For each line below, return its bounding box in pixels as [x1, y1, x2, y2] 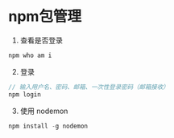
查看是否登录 [19, 35, 63, 45]
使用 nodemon [19, 106, 68, 116]
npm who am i [8, 51, 52, 59]
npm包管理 [8, 7, 82, 26]
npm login [8, 90, 42, 99]
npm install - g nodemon [8, 122, 89, 130]
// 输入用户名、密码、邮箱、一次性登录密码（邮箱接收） [8, 83, 169, 91]
